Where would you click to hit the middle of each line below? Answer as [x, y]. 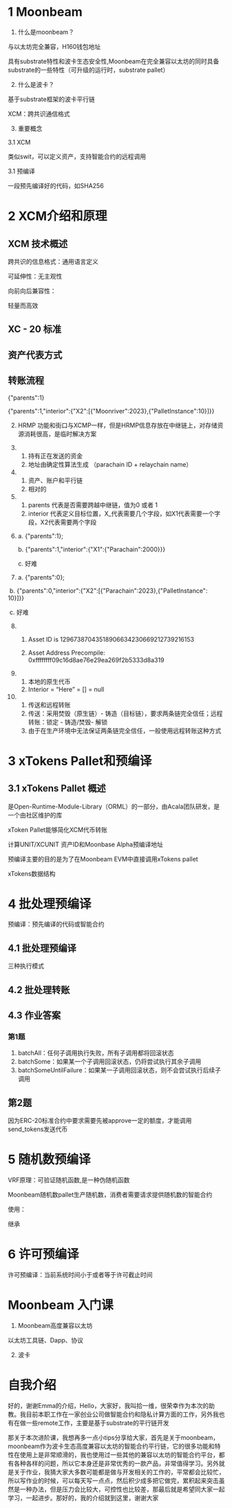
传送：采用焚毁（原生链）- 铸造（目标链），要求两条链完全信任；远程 [125, 713]
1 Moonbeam [45, 12]
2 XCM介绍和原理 [57, 216]
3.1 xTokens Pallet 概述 [57, 789]
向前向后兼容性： [32, 291]
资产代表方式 [35, 355]
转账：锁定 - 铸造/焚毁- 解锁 [68, 722]
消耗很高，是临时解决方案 [60, 434]
